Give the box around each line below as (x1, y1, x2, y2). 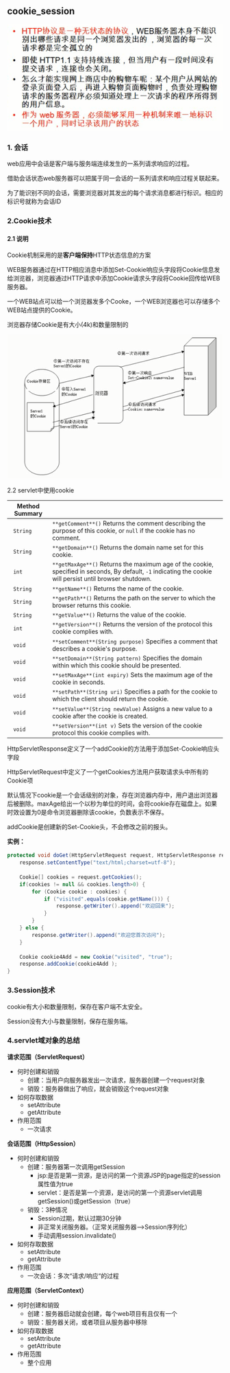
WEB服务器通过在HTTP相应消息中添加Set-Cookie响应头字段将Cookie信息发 (7, 266, 220, 274)
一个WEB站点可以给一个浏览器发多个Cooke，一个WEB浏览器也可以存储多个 (7, 297, 220, 306)
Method (16, 501, 40, 510)
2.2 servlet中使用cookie (7, 486, 75, 495)
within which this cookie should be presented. (52, 661, 181, 669)
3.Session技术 (7, 986, 55, 995)
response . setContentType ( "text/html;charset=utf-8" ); (19, 859, 176, 866)
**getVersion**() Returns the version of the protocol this (52, 620, 213, 628)
